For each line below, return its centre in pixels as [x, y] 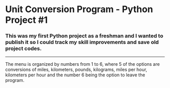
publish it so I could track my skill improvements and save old [82, 42]
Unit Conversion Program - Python [79, 9]
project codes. [24, 49]
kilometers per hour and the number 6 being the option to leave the [75, 75]
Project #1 [27, 20]
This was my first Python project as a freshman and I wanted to [84, 36]
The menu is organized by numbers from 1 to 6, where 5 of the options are [83, 64]
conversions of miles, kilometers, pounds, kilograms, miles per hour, [76, 70]
